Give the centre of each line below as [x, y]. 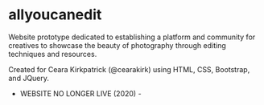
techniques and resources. [53, 54]
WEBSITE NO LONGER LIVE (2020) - [81, 93]
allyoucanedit [55, 15]
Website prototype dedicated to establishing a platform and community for [132, 37]
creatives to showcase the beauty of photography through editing [118, 45]
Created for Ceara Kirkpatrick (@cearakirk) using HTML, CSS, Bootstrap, [129, 69]
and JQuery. [29, 78]
